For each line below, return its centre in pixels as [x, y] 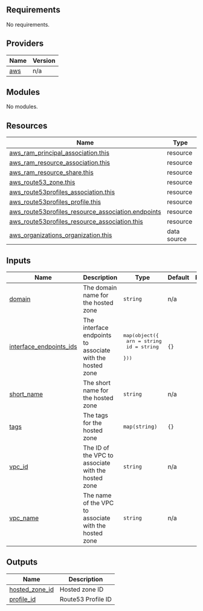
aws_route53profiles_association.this [62, 192]
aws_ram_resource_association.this [60, 163]
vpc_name [24, 518]
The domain [100, 288]
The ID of [96, 448]
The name [97, 496]
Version [44, 60]
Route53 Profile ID [85, 599]
